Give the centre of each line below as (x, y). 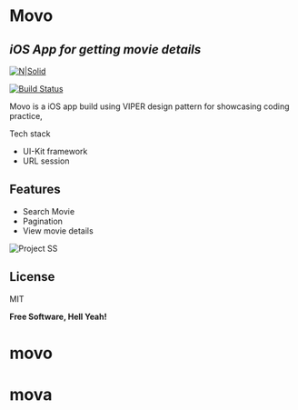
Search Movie (49, 211)
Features (35, 190)
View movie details (58, 230)
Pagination (43, 221)
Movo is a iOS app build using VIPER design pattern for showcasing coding (149, 106)
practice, (26, 116)
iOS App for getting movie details (105, 50)
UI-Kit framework (55, 151)
